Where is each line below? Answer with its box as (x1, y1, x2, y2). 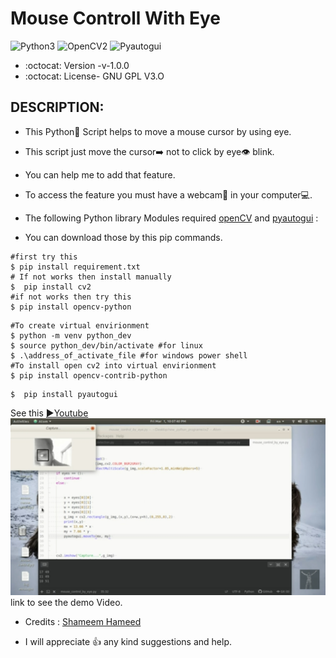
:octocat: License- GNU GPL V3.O (24, 70, 165, 82)
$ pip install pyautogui (10, 389, 118, 399)
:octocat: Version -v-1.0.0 (24, 59, 130, 71)
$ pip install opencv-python (10, 302, 132, 312)
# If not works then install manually (10, 272, 172, 282)
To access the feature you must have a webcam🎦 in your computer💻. (24, 188, 313, 201)
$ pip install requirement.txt (10, 262, 141, 272)
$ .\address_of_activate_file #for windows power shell (10, 350, 248, 361)
